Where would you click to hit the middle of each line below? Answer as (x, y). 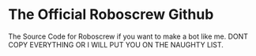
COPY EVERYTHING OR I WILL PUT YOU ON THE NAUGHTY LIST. (116, 44)
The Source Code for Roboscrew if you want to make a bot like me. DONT (128, 36)
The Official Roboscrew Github (111, 15)
